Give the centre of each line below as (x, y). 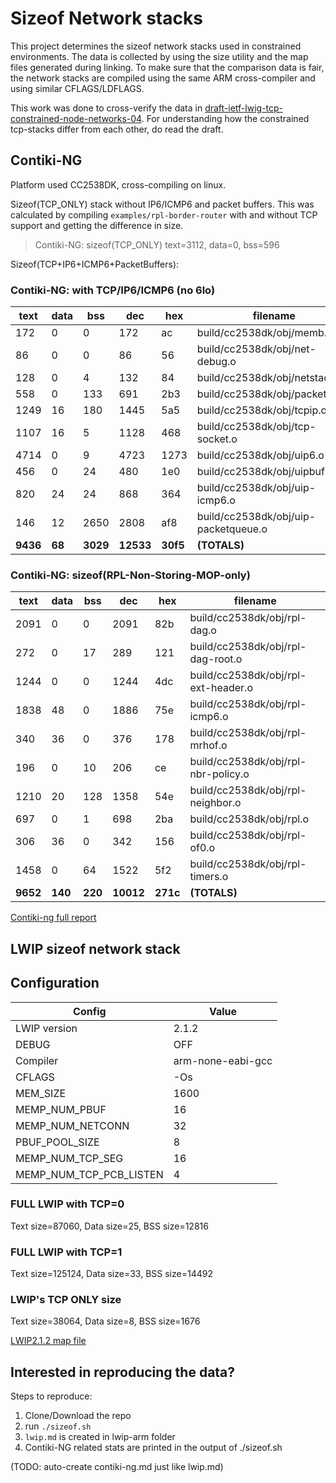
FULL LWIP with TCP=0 (67, 1204)
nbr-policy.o (219, 774)
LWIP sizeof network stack (95, 948)
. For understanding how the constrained (225, 118)
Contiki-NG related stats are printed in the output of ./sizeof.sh (153, 1448)
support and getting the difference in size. (97, 225)
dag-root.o (216, 659)
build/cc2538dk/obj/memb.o (264, 333)
